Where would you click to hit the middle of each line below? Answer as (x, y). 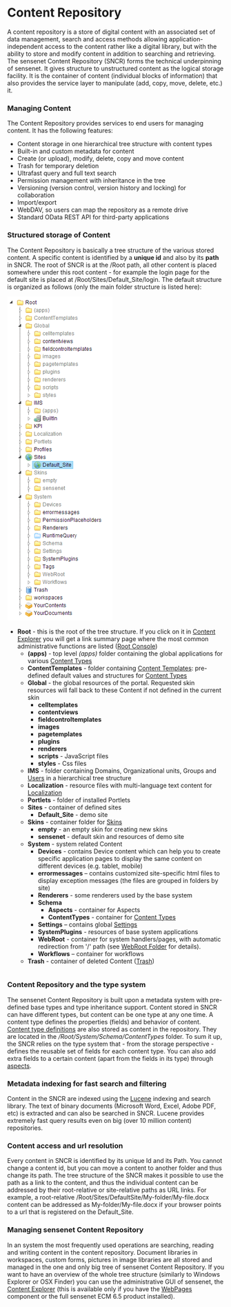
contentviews (58, 712)
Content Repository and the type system (77, 985)
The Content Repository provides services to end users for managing (105, 123)
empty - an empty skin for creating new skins (102, 829)
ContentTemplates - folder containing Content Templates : (110, 668)
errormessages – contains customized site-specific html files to (129, 873)
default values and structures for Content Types (119, 675)
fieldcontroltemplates (70, 719)
